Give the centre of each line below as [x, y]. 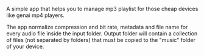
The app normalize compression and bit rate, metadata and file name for [97, 27]
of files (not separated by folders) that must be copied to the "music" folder [101, 40]
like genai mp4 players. [36, 15]
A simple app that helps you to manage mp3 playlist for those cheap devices [102, 9]
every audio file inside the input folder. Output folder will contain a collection [102, 33]
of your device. [25, 46]
